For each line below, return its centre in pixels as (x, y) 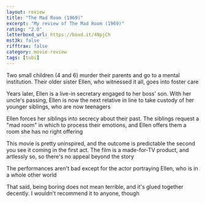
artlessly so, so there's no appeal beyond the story (70, 156)
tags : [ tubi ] (23, 58)
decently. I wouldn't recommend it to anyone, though (73, 193)
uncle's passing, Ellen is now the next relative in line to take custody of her (100, 100)
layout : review (26, 12)
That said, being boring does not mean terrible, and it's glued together (95, 186)
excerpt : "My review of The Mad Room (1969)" (65, 23)
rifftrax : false (27, 47)
